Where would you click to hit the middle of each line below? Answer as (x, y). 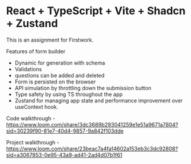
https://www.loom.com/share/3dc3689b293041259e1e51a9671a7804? (92, 124)
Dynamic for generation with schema (60, 63)
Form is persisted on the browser (55, 82)
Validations (28, 69)
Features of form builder (36, 51)
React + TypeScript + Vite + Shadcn (96, 11)
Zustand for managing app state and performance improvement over (98, 100)
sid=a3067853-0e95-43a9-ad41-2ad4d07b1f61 (64, 155)
